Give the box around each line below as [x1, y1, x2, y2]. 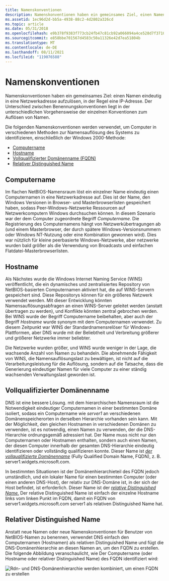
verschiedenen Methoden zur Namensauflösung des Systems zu [5, 129, 140, 135]
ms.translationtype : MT [5, 40, 55, 45]
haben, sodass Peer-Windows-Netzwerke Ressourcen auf [5, 205, 126, 211]
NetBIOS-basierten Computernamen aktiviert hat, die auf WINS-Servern [5, 286, 154, 293]
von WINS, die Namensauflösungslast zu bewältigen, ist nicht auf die [5, 355, 148, 361]
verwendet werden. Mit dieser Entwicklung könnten [5, 297, 112, 303]
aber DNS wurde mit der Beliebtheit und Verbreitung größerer [32, 329, 159, 335]
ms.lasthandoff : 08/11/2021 [5, 50, 64, 55]
